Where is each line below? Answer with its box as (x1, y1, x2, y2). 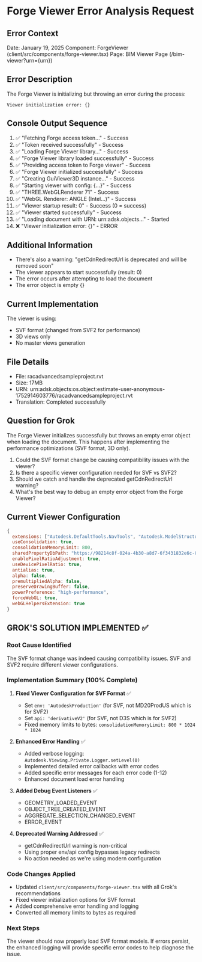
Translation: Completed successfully (15, 398, 106, 405)
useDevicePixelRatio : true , (12, 561, 83, 567)
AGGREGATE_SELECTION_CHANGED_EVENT (24, 812, 136, 819)
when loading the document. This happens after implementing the (7, 438, 170, 445)
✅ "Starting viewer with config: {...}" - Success (15, 182, 132, 189)
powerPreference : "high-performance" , (12, 590, 110, 596)
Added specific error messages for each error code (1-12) (24, 769, 167, 776)
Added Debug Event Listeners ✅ (15, 787, 98, 794)
